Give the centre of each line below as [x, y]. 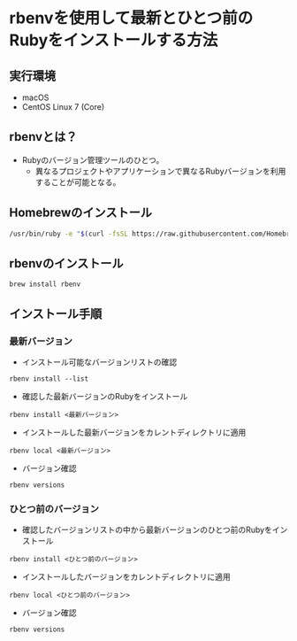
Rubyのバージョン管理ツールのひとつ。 [93, 159]
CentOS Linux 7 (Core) [63, 107]
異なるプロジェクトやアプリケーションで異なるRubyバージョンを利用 [160, 171]
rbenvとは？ [43, 137]
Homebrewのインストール [81, 213]
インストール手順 [56, 314]
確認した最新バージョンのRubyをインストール [105, 396]
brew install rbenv [45, 284]
